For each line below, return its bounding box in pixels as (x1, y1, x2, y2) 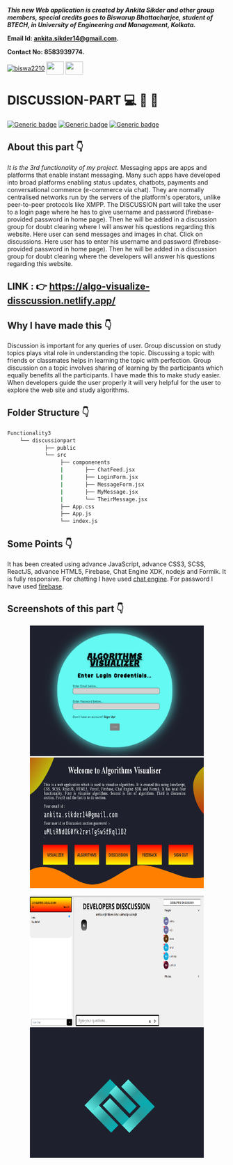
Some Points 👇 (7, 538, 73, 549)
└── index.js (60, 518, 98, 525)
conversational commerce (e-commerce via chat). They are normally (7, 185, 204, 194)
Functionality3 (7, 430, 51, 437)
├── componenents (60, 459, 111, 466)
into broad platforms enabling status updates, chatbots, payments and (7, 178, 209, 187)
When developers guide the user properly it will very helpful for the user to (7, 378, 221, 386)
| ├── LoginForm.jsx (60, 474, 138, 481)
